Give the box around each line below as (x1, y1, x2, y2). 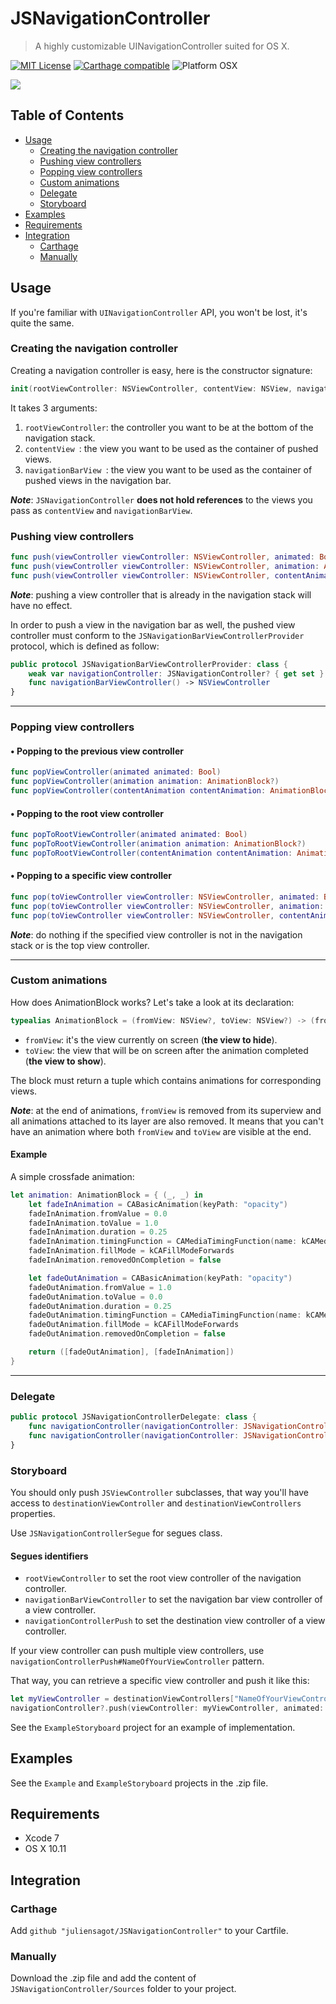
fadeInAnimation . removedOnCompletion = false (28, 1255, 222, 1266)
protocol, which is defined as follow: (10, 640, 160, 652)
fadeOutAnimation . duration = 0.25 (28, 1301, 172, 1311)
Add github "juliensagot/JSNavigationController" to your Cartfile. (10, 1925, 289, 1937)
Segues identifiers (10, 1550, 89, 1562)
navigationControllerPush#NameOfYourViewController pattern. (10, 1655, 265, 1667)
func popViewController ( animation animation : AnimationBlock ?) (10, 777, 280, 787)
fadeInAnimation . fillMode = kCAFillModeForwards (28, 1246, 235, 1256)
